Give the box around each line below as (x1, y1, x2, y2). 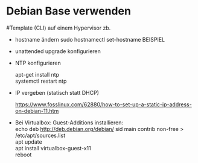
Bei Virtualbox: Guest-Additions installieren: (14, 119, 124, 126)
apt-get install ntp (14, 71, 59, 78)
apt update (14, 138, 42, 145)
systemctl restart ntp (14, 77, 67, 85)
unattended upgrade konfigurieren (14, 47, 101, 55)
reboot (14, 151, 32, 158)
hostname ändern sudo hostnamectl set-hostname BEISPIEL (14, 36, 165, 43)
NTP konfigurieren (14, 59, 62, 66)
